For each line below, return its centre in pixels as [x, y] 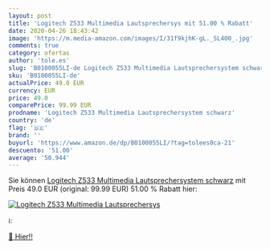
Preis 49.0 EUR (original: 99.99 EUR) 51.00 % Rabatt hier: [103, 189]
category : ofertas [39, 53]
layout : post [30, 16]
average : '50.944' [39, 157]
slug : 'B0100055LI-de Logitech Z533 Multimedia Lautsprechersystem [124, 68]
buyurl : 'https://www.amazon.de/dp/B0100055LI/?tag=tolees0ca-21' [122, 143]
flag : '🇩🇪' [28, 128]
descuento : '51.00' [41, 150]
